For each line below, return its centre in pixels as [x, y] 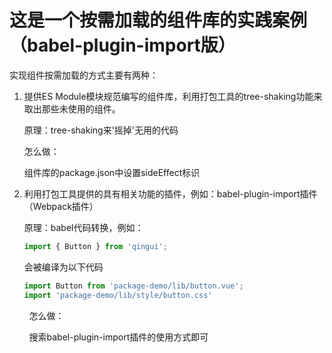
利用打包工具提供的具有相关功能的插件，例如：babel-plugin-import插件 [170, 193]
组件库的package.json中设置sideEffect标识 [112, 172]
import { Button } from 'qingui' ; [95, 246]
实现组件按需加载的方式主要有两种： [84, 75]
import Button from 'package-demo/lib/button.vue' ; [133, 286]
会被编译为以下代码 [63, 267]
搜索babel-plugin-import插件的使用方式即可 [118, 337]
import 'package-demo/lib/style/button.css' [118, 295]
